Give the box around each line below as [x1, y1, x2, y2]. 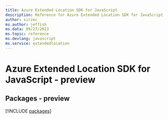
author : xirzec [5, 17, 38, 22]
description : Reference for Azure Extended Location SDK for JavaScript [5, 12, 163, 17]
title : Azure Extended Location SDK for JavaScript [5, 7, 117, 13]
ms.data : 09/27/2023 [5, 27, 50, 32]
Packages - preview [5, 94, 70, 103]
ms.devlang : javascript [5, 36, 56, 42]
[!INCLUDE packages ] [5, 108, 52, 114]
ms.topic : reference [5, 31, 50, 36]
